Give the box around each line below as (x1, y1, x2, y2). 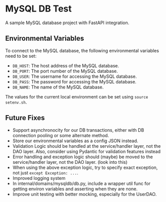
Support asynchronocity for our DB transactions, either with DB (12, 127, 144, 133)
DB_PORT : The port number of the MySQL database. (12, 68, 118, 74)
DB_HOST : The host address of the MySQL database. (12, 62, 120, 68)
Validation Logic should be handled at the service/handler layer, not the (12, 143, 161, 149)
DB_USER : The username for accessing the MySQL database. (12, 73, 137, 79)
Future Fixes (5, 114, 45, 122)
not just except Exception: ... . (12, 169, 78, 176)
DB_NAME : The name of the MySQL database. (12, 84, 104, 90)
